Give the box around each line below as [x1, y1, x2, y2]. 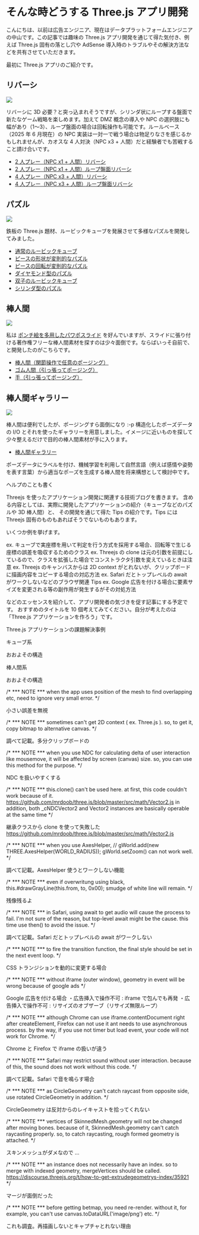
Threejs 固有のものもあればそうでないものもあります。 [6, 516, 140, 523]
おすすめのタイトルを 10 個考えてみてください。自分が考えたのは [17, 606, 176, 613]
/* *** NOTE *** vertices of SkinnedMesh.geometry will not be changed [6, 1118, 182, 1125]
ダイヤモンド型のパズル [14, 270, 72, 277]
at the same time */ [6, 811, 53, 819]
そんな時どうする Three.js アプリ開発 [6, 5, 189, 19]
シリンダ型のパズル [14, 285, 62, 292]
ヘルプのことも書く [6, 481, 53, 488]
